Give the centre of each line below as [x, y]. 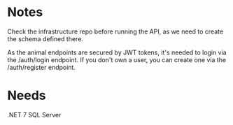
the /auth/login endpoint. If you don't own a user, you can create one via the [117, 59]
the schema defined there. [45, 38]
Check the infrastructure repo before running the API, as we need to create [115, 31]
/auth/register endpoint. [41, 67]
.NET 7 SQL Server [34, 115]
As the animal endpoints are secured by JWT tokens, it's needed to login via [117, 52]
